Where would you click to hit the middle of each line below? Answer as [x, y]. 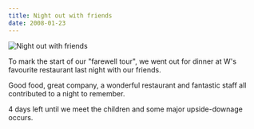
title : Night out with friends [60, 16]
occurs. [21, 117]
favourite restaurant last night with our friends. [85, 69]
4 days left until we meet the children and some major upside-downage [126, 109]
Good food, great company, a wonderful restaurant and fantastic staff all [127, 85]
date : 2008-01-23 [37, 23]
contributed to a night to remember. [67, 93]
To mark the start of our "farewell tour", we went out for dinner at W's [123, 61]
